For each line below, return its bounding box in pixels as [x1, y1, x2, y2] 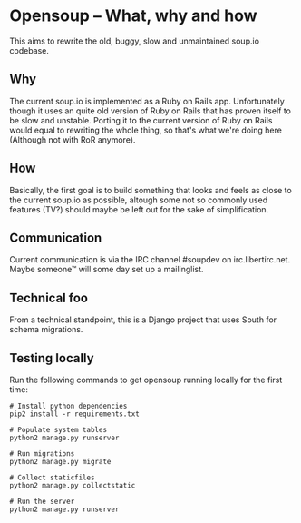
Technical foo [9, 290, 89, 305]
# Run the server [9, 497, 75, 506]
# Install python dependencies [9, 401, 128, 410]
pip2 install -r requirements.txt [9, 410, 141, 419]
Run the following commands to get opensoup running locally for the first [9, 374, 283, 385]
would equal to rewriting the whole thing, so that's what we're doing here [9, 124, 283, 135]
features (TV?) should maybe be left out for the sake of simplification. [9, 203, 269, 214]
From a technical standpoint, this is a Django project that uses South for [9, 314, 277, 325]
